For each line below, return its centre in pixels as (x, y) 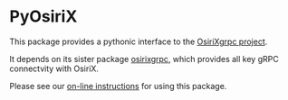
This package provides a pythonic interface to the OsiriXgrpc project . (139, 41)
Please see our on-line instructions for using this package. (118, 86)
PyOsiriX (43, 17)
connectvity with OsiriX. (54, 68)
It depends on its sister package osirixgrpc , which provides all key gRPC (144, 59)
